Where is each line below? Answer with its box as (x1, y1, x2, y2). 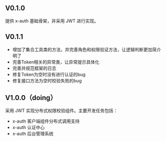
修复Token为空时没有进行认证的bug (12, 71, 86, 77)
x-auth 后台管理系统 (12, 131, 54, 137)
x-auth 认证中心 (12, 125, 45, 131)
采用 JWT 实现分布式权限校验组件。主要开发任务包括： (5, 108, 118, 114)
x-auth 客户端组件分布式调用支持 (12, 118, 80, 124)
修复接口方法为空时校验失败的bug (12, 77, 82, 84)
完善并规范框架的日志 (12, 65, 56, 71)
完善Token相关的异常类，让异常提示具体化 (12, 59, 100, 65)
